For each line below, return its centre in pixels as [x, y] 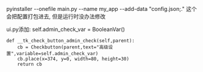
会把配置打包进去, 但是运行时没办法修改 [56, 16]
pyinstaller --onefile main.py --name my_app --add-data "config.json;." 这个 [101, 9]
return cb [30, 64]
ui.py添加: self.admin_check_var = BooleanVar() [66, 29]
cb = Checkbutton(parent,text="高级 [63, 47]
